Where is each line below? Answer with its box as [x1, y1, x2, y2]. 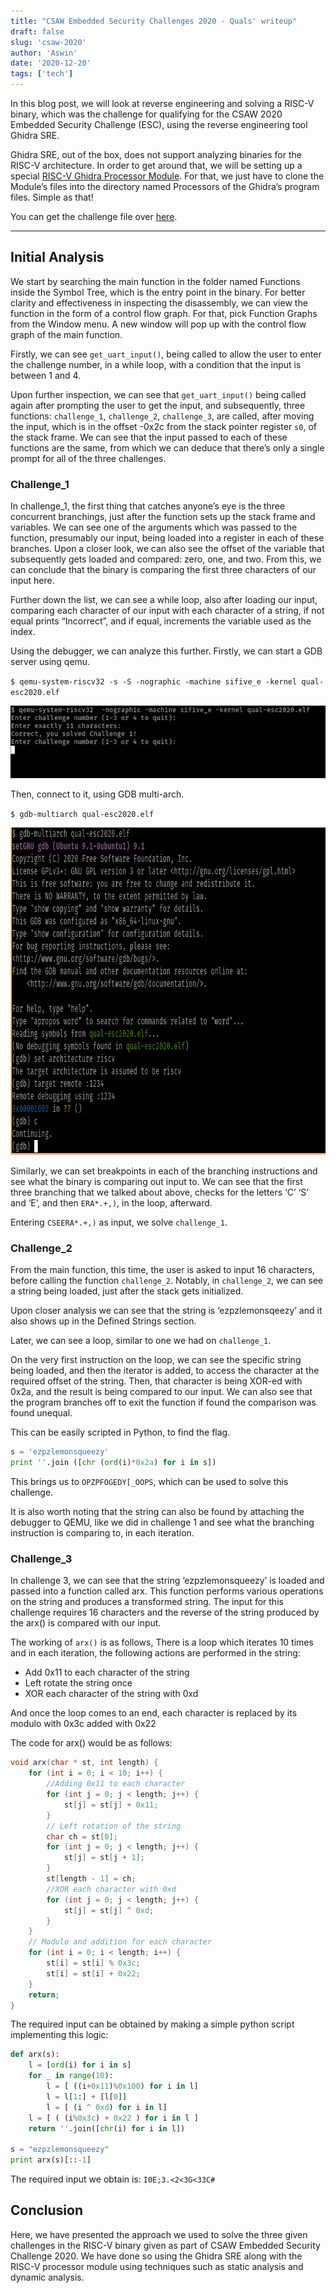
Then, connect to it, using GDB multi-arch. [10, 788, 185, 800]
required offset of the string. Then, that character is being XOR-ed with [10, 1375, 303, 1387]
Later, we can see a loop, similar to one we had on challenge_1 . [10, 1335, 272, 1347]
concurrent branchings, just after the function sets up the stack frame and [10, 511, 316, 523]
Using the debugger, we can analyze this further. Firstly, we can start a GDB [10, 645, 323, 657]
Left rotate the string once [24, 1677, 133, 1689]
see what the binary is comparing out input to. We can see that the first [10, 1176, 303, 1188]
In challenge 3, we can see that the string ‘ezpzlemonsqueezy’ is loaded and [10, 1575, 325, 1587]
